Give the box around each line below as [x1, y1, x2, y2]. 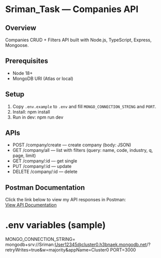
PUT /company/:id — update [12, 163, 72, 169]
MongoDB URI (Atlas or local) [12, 75, 73, 81]
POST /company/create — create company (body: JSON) [12, 142, 132, 148]
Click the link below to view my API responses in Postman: [5, 197, 126, 203]
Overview [5, 24, 37, 32]
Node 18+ [12, 70, 33, 76]
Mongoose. [5, 42, 29, 48]
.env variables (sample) [5, 220, 106, 231]
